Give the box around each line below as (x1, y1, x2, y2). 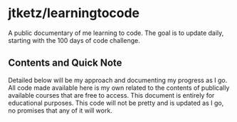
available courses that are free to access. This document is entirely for (8, 91, 215, 99)
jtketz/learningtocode (8, 5, 140, 21)
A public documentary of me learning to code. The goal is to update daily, (8, 29, 224, 37)
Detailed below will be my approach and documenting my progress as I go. (8, 76, 228, 84)
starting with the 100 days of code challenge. (8, 36, 141, 44)
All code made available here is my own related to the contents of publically (8, 83, 230, 92)
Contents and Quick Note (8, 57, 122, 69)
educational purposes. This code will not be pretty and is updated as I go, (8, 98, 224, 107)
